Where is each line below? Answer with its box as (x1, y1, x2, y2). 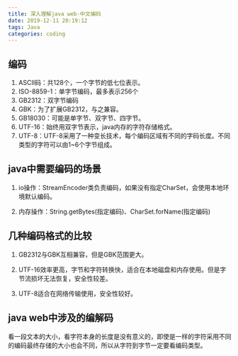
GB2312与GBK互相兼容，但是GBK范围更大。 (18, 250, 148, 259)
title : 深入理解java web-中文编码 (8, 10, 101, 18)
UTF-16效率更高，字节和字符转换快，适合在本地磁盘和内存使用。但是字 (18, 265, 227, 274)
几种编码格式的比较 (8, 230, 92, 242)
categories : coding (8, 30, 66, 38)
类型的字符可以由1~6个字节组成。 (18, 140, 116, 149)
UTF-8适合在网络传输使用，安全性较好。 (18, 289, 137, 298)
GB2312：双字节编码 (18, 96, 79, 105)
